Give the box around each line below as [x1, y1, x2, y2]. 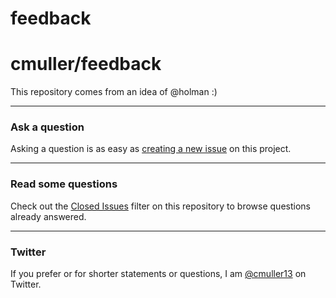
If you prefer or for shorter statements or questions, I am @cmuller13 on [10, 268, 307, 280]
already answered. [10, 210, 87, 222]
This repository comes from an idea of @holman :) [10, 86, 218, 98]
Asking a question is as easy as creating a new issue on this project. [10, 143, 292, 155]
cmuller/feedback [10, 53, 162, 76]
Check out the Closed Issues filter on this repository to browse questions [10, 200, 311, 212]
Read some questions [10, 177, 118, 191]
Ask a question [10, 120, 85, 134]
